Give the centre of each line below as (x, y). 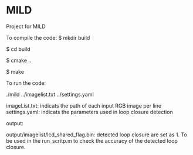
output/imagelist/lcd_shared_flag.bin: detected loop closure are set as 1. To (97, 135)
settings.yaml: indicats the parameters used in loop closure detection (89, 112)
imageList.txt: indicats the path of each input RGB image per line (84, 105)
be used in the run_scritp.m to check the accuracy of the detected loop (92, 140)
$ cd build (18, 49)
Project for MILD (26, 26)
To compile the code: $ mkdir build (48, 37)
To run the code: (26, 83)
